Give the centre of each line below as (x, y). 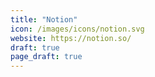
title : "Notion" (44, 19)
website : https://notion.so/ (71, 38)
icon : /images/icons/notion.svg (77, 29)
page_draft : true (46, 57)
